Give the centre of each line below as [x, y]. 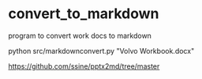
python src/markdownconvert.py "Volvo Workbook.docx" [101, 51]
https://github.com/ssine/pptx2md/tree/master [84, 66]
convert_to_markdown [84, 14]
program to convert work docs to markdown [80, 36]
